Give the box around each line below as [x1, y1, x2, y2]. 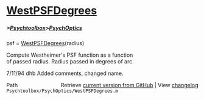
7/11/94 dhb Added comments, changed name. [6, 70, 124, 77]
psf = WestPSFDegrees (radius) [6, 40, 85, 47]
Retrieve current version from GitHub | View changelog [60, 82, 199, 89]
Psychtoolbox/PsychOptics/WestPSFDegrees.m [6, 88, 119, 95]
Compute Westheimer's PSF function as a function [6, 51, 133, 59]
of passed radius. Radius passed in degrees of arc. [6, 58, 134, 65]
